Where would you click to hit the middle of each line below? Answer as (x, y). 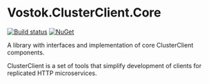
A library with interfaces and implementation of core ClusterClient (100, 45)
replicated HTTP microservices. (52, 73)
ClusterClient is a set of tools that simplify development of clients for (104, 65)
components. (26, 52)
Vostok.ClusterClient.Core (84, 13)
